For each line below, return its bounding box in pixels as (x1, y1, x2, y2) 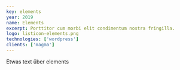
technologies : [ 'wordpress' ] (6, 36, 79, 42)
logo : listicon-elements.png (6, 31, 79, 37)
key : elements (6, 8, 42, 15)
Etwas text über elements (6, 58, 69, 65)
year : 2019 (6, 14, 33, 20)
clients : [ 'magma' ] (6, 42, 55, 48)
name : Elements (6, 20, 44, 26)
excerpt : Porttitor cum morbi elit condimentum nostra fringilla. (6, 25, 175, 31)
